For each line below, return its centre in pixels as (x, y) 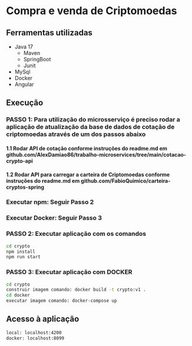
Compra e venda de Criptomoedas (92, 11)
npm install (21, 252)
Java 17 (24, 47)
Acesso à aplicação (43, 319)
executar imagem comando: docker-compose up (62, 301)
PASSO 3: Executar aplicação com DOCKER (69, 272)
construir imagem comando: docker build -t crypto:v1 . (76, 290)
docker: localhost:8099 (35, 338)
